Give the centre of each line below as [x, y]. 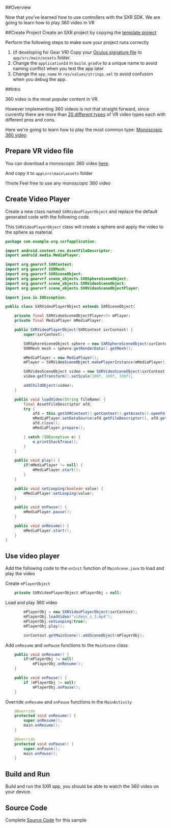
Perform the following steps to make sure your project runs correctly [77, 42]
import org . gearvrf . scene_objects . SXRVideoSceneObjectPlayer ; [73, 288]
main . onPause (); [41, 754]
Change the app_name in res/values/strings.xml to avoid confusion [83, 74]
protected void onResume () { [45, 716]
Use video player [33, 556]
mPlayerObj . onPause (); [56, 687]
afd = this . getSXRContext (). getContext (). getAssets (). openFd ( [100, 414]
